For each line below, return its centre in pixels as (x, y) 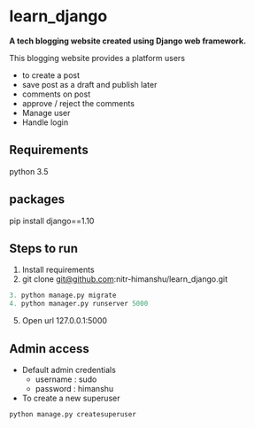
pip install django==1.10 (52, 221)
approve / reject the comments (78, 103)
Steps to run (43, 249)
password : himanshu (74, 388)
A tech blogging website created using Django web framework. (127, 41)
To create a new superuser (71, 398)
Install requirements (58, 270)
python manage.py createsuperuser (73, 414)
